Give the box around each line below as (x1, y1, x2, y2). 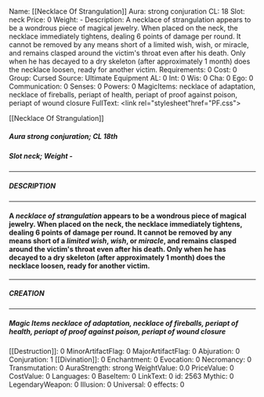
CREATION (9, 289, 45, 298)
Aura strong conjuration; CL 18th (9, 131, 118, 140)
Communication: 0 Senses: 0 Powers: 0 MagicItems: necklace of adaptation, (9, 82, 256, 91)
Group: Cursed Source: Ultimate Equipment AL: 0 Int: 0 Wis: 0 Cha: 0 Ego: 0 (9, 74, 254, 82)
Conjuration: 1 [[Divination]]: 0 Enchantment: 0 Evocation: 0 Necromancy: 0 (9, 355, 252, 364)
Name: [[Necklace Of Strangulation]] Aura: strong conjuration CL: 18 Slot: (9, 7, 245, 16)
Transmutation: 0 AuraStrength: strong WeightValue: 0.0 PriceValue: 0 (9, 363, 234, 373)
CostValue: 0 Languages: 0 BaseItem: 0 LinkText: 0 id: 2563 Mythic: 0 (9, 372, 234, 381)
